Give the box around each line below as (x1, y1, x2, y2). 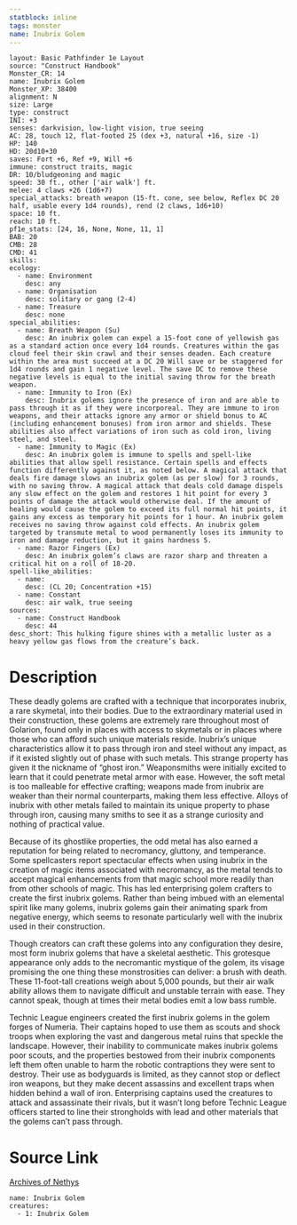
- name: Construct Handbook (17, 614, 121, 623)
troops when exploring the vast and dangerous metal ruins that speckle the (9, 1031, 284, 1042)
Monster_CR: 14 (9, 69, 66, 78)
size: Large (9, 100, 53, 109)
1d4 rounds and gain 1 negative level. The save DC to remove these (9, 365, 268, 374)
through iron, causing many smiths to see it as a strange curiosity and (9, 810, 264, 821)
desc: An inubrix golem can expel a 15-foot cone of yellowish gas (25, 334, 279, 343)
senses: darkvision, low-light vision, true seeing (9, 124, 204, 133)
